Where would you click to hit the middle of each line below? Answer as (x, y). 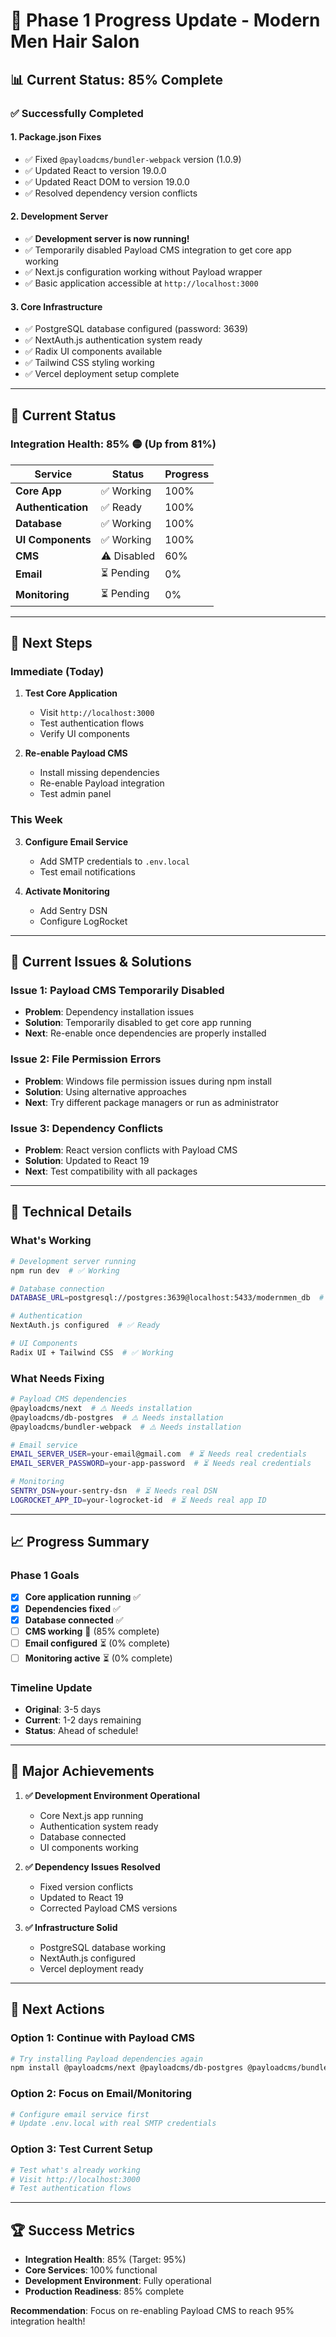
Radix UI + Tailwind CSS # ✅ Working (92, 1352)
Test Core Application (71, 693)
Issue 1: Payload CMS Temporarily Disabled (117, 991)
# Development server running (73, 1261)
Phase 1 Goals (45, 1576)
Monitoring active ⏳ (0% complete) (98, 1658)
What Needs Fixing (57, 1378)
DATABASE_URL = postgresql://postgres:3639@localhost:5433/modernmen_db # (167, 1298)
